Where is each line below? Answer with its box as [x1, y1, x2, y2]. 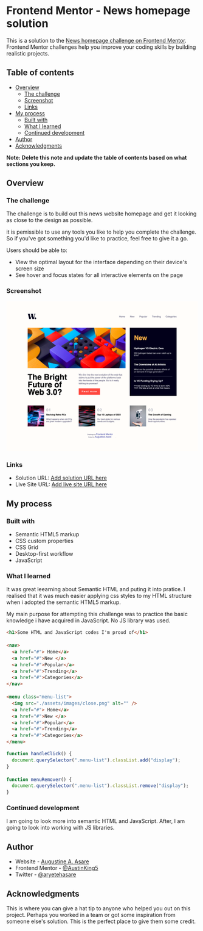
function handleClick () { [6, 751, 72, 757]
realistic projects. [6, 49, 50, 57]
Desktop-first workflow [15, 550, 74, 557]
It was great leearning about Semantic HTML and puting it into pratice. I [6, 586, 185, 593]
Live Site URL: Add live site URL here [15, 481, 108, 488]
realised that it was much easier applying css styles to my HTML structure [6, 592, 192, 600]
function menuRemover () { [6, 776, 72, 783]
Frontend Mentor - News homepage [6, 4, 190, 18]
